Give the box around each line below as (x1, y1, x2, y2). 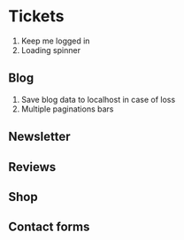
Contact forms (8, 220, 90, 235)
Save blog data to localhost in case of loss (20, 94, 176, 105)
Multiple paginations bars (20, 104, 114, 114)
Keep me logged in (20, 35, 90, 46)
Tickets (8, 6, 65, 27)
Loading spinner (20, 44, 81, 55)
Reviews (8, 159, 57, 174)
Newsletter (8, 129, 72, 144)
